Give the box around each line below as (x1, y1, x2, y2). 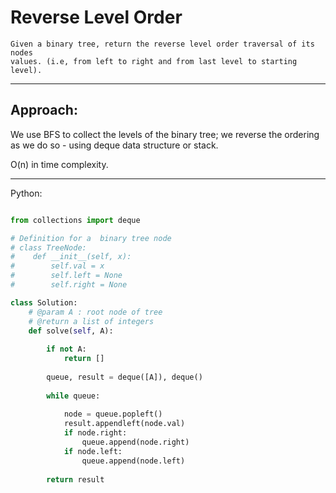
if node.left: (63, 446, 123, 456)
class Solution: (10, 297, 78, 308)
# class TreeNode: (10, 242, 87, 253)
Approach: (10, 102, 78, 119)
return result (46, 474, 105, 485)
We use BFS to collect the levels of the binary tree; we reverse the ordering (10, 128, 320, 140)
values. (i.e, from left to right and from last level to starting (10, 56, 298, 66)
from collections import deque (10, 215, 141, 225)
